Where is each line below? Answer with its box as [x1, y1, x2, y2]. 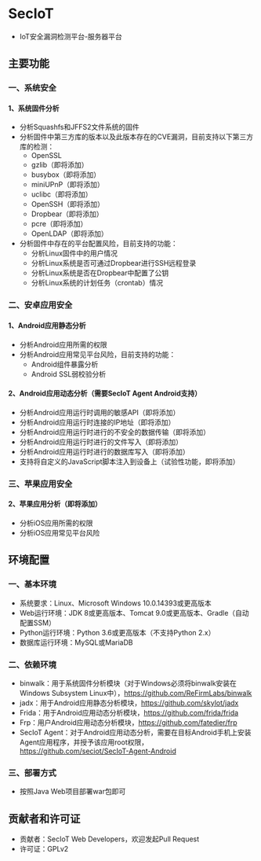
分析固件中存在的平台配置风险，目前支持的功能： [19, 239, 178, 248]
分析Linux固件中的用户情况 [31, 248, 118, 258]
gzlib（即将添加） [31, 160, 89, 170]
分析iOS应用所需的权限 [19, 518, 93, 528]
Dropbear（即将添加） [31, 209, 103, 219]
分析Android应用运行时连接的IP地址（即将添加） [19, 418, 176, 427]
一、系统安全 [8, 83, 57, 94]
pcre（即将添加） [31, 219, 88, 229]
